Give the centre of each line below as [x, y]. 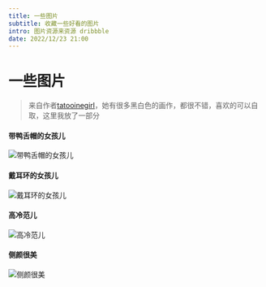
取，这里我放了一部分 [64, 115]
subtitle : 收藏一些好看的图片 [54, 24]
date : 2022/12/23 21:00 [49, 39]
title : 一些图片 [33, 16]
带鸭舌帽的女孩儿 [37, 136]
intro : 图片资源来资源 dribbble [59, 31]
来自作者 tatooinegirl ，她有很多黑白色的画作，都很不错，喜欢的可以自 [143, 106]
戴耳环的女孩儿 [33, 175]
